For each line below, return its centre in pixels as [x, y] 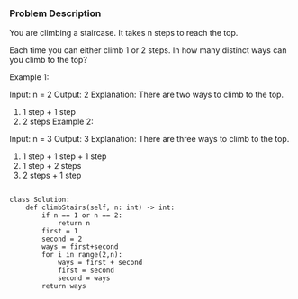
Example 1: [29, 77]
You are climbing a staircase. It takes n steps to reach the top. [124, 33]
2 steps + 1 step [52, 176]
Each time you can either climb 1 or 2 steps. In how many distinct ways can [148, 50]
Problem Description [55, 13]
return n [74, 224]
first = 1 [60, 232]
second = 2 [62, 239]
